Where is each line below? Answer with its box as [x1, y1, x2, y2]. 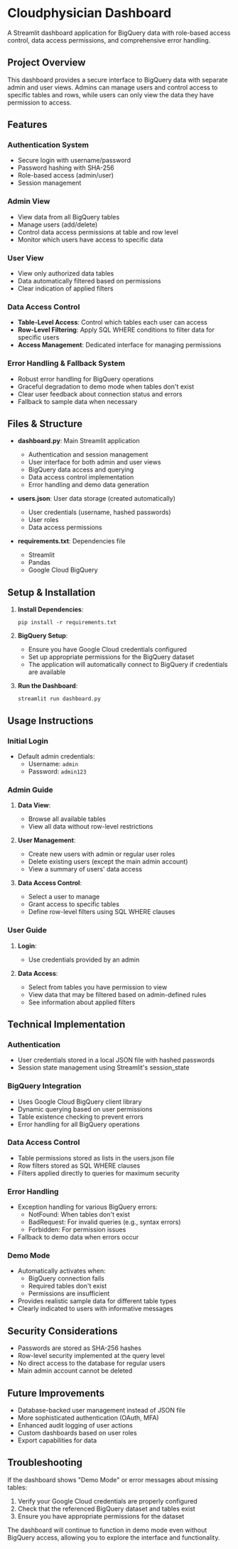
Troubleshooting [7, 1457, 83, 1469]
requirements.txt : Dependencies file [17, 537, 126, 545]
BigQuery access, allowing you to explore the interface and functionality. [7, 1533, 220, 1542]
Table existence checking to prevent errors [17, 1112, 144, 1121]
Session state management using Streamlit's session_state [17, 1063, 190, 1072]
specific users [17, 333, 60, 342]
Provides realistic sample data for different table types [17, 1297, 177, 1305]
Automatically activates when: [17, 1266, 106, 1276]
